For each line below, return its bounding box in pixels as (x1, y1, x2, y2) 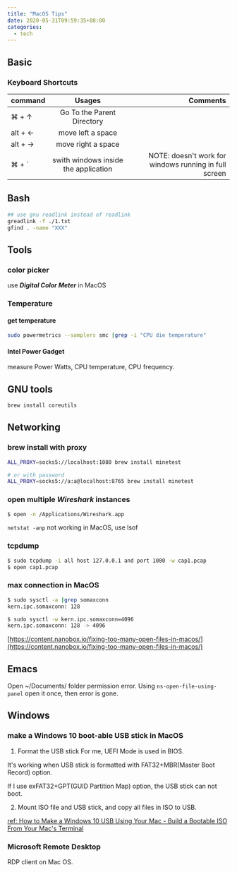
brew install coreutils (7, 402, 78, 410)
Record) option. (7, 768, 53, 777)
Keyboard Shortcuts (7, 77, 78, 87)
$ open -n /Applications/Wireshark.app (7, 510, 125, 518)
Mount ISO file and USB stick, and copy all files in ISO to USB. (17, 803, 197, 811)
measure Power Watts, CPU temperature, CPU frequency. (7, 363, 175, 371)
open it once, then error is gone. (24, 689, 119, 698)
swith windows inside (52, 155, 123, 165)
